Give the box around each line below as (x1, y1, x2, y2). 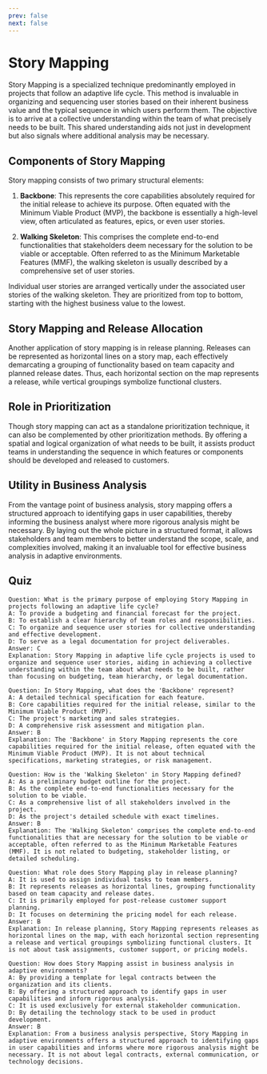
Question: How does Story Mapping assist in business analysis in (8, 960, 234, 968)
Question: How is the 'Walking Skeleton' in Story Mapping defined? (8, 770, 241, 779)
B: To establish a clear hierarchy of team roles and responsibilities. (8, 616, 256, 624)
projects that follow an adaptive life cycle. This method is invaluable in (8, 89, 239, 98)
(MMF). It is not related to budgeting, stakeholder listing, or (8, 848, 230, 856)
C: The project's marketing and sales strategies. (8, 714, 181, 723)
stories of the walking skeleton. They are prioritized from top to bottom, (8, 290, 244, 300)
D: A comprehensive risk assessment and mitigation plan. (8, 721, 205, 729)
